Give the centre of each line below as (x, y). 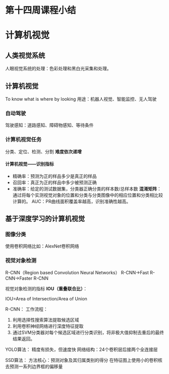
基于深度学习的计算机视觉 (45, 219)
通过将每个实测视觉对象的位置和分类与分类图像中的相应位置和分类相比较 (88, 195)
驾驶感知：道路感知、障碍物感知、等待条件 (49, 125)
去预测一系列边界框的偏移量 (34, 366)
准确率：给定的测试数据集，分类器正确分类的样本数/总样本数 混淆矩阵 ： (87, 189)
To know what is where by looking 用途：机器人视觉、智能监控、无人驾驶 (81, 99)
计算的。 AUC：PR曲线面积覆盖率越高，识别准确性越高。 (72, 201)
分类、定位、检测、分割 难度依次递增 (43, 151)
